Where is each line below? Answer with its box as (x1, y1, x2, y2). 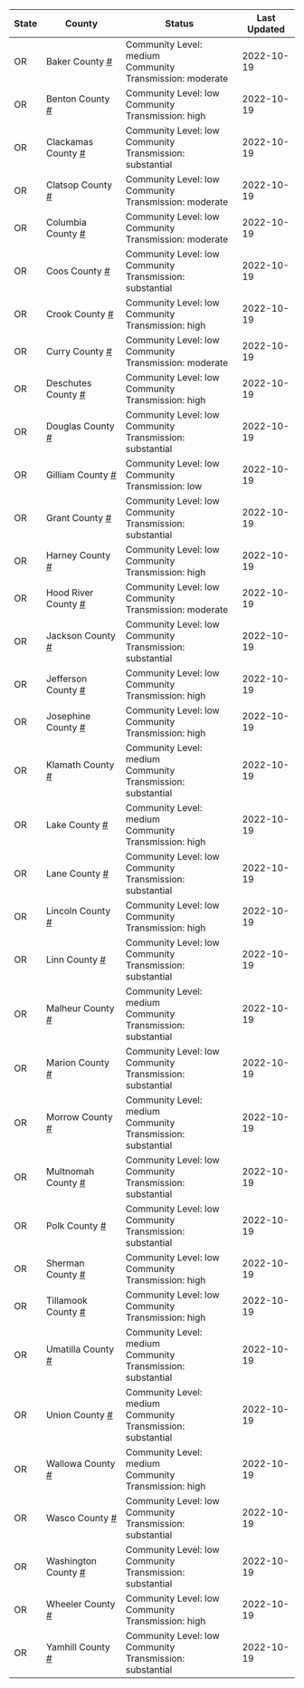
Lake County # (45, 819, 109, 831)
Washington (45, 1555, 98, 1567)
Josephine (45, 710, 91, 722)
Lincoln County (45, 905, 111, 917)
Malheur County (45, 1002, 115, 1014)
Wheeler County (45, 1598, 116, 1610)
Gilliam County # (45, 468, 117, 481)
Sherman (45, 1257, 85, 1269)
